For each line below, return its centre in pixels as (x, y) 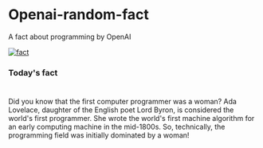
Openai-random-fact (79, 15)
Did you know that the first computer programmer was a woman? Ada (123, 102)
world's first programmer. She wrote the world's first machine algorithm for (131, 119)
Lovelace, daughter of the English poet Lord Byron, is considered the (121, 110)
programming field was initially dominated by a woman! (99, 135)
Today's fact (33, 72)
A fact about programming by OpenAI (70, 37)
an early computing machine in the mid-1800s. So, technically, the (117, 127)
